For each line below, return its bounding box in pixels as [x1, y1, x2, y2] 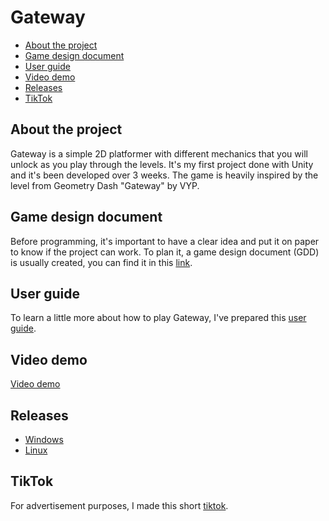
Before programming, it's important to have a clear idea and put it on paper [10, 235, 320, 247]
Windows [24, 434, 64, 445]
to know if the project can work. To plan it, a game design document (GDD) [10, 246, 320, 258]
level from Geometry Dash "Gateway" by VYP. [10, 179, 200, 191]
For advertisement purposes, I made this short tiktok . [10, 499, 229, 511]
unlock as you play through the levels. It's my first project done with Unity [10, 158, 314, 170]
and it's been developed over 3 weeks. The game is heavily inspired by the [10, 169, 319, 181]
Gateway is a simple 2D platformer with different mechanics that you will [10, 147, 308, 160]
